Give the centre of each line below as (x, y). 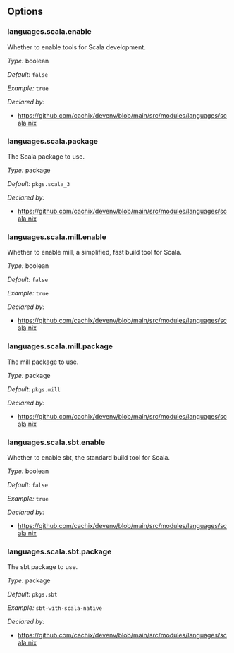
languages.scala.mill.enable (57, 237)
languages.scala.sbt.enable (56, 442)
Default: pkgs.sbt (32, 594)
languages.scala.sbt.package (60, 551)
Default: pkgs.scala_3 (39, 183)
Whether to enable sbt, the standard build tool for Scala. (89, 457)
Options (25, 12)
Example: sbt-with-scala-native (55, 608)
